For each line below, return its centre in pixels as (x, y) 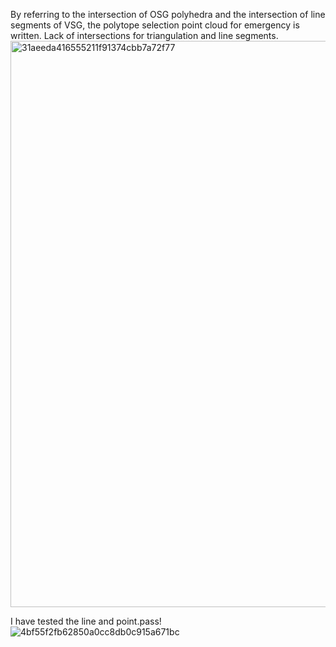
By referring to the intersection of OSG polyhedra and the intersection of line (168, 14)
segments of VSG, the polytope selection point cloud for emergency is (155, 25)
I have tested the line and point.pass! (86, 621)
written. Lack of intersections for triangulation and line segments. (144, 35)
